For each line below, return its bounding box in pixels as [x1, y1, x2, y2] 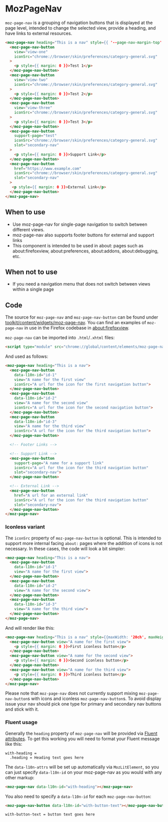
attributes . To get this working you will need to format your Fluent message [5, 736, 160, 742]
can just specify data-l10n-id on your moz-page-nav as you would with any [5, 769, 162, 775]
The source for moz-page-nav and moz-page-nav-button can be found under [5, 314, 158, 320]
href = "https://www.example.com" [14, 166, 81, 171]
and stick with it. [5, 706, 39, 713]
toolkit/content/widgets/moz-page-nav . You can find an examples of [5, 320, 146, 326]
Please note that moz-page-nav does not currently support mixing [5, 691, 138, 697]
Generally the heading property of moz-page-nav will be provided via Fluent [5, 730, 157, 736]
